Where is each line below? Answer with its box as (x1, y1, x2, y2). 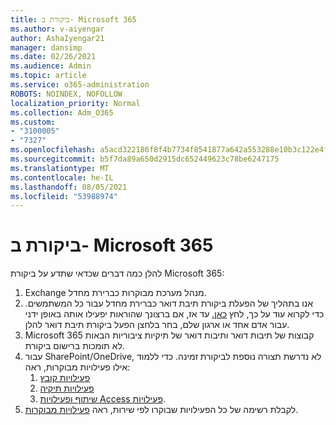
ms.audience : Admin (10, 61, 92, 71)
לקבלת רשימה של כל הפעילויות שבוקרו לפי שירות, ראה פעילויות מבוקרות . (24, 404, 299, 416)
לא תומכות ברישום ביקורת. (24, 340, 125, 352)
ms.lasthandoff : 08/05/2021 (10, 182, 128, 192)
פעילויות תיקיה (39, 382, 95, 395)
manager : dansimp (10, 42, 83, 53)
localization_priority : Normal (10, 98, 141, 108)
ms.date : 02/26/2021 (10, 52, 97, 62)
